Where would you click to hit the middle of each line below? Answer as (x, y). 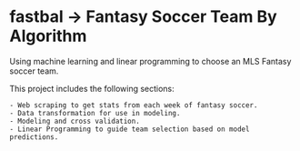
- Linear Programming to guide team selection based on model (130, 129)
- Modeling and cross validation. (75, 121)
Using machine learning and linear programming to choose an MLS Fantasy (150, 61)
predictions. (34, 137)
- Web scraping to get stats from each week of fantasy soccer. (134, 105)
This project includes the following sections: (92, 88)
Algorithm (48, 36)
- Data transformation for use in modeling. (95, 113)
